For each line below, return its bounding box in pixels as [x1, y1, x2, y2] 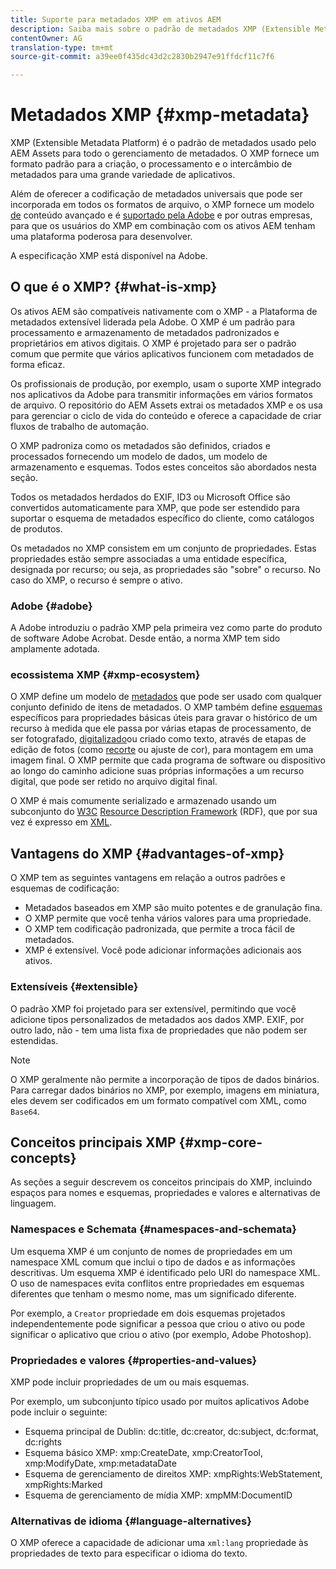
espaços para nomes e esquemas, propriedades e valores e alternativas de [10, 1187, 321, 1199]
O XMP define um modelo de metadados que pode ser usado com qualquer [10, 691, 323, 703]
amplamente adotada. [10, 643, 100, 655]
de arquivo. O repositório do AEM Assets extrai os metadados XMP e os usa [10, 399, 323, 411]
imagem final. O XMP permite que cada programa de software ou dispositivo [10, 754, 326, 766]
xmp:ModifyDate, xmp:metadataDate [24, 1457, 177, 1469]
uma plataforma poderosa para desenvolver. [10, 231, 193, 243]
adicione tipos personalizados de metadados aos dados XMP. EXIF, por [10, 1013, 305, 1025]
